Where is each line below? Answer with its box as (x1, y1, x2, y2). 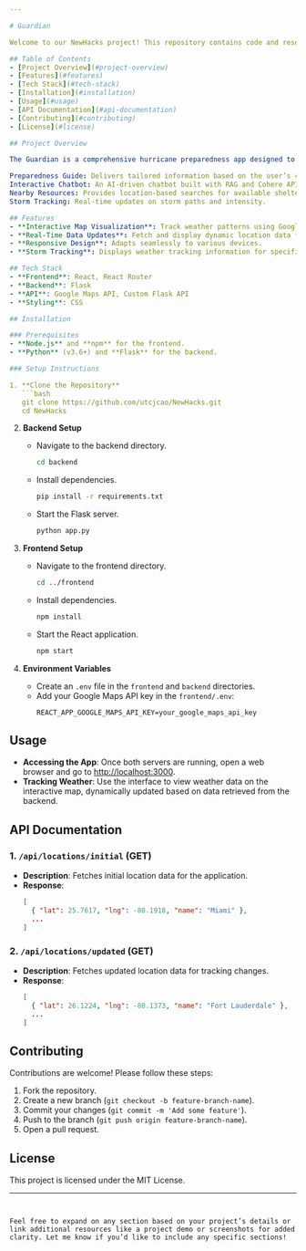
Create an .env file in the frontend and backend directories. (36, 681, 256, 692)
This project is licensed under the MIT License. (9, 1174, 186, 1186)
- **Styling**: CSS (9, 297, 84, 307)
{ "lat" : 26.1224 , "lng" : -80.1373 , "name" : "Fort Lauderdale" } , (31, 1001, 289, 1010)
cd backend (36, 458, 78, 467)
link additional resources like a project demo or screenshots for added (9, 1225, 296, 1235)
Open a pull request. (22, 1124, 100, 1135)
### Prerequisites (9, 330, 79, 340)
